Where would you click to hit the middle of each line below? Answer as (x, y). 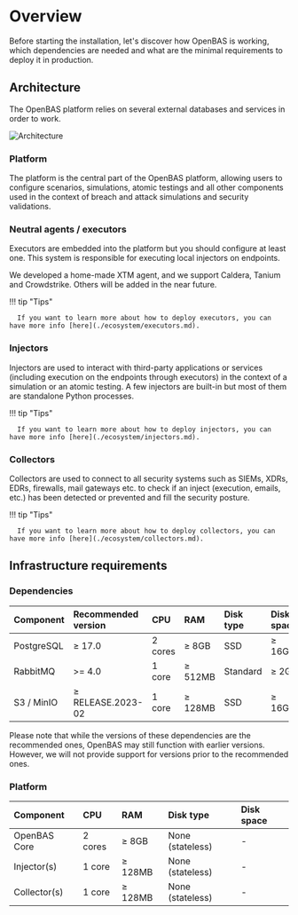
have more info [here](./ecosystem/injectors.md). (105, 437)
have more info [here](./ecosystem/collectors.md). (106, 539)
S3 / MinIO (36, 702)
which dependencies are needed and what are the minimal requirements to (146, 50)
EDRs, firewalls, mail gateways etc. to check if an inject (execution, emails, (145, 488)
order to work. (35, 118)
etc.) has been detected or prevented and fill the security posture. (129, 497)
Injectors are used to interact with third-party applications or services (136, 367)
